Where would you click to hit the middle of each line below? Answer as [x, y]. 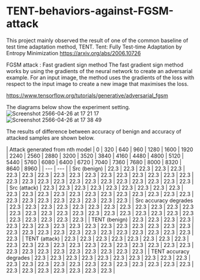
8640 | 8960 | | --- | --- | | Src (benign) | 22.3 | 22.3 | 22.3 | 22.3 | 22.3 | [95, 168]
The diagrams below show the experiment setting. [68, 107]
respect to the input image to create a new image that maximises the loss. [98, 84]
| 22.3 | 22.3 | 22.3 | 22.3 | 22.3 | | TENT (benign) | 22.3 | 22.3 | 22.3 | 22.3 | [100, 219]
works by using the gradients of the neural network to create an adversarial [99, 71]
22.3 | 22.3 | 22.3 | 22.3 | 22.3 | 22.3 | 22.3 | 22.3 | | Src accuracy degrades [100, 200]
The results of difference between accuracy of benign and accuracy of [94, 131]
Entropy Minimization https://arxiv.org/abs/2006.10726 [74, 53]
